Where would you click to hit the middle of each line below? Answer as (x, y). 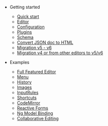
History (24, 82)
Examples (19, 62)
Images (24, 87)
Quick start (28, 16)
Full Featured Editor (36, 72)
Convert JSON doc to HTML (45, 42)
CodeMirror (28, 103)
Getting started (25, 7)
